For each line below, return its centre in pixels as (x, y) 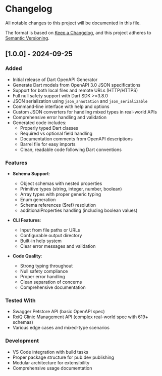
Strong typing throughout (46, 266)
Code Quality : (27, 256)
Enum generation (38, 199)
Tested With (20, 300)
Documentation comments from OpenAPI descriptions (76, 139)
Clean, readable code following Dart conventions (71, 149)
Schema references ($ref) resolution (58, 205)
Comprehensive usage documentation (52, 368)
